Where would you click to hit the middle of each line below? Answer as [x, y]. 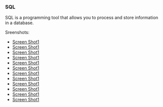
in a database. [19, 23]
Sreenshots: [17, 33]
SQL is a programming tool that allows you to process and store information [82, 18]
